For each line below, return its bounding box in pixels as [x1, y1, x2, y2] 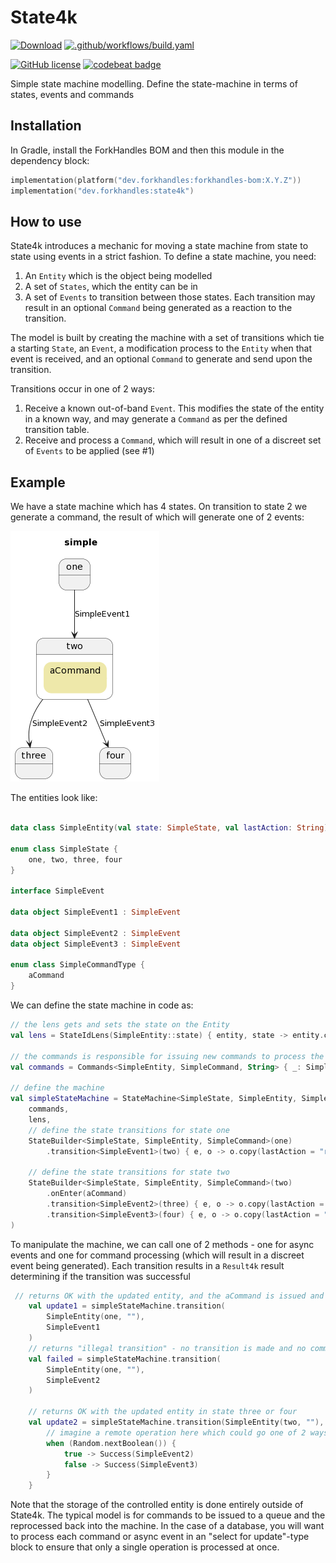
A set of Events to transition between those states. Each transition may [24, 291, 316, 303]
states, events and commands [10, 88, 135, 100]
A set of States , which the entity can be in [24, 281, 198, 293]
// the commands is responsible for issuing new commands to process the [10, 1051, 325, 1061]
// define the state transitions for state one [28, 1125, 230, 1135]
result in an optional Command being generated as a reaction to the [24, 302, 293, 314]
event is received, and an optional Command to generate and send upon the [10, 353, 313, 365]
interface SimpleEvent [10, 886, 105, 896]
